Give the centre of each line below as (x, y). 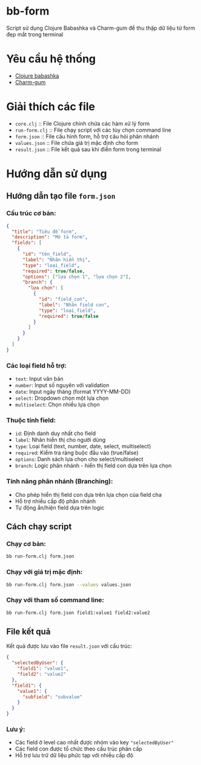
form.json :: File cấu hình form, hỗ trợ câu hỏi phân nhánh (87, 136)
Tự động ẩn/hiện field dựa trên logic (60, 507)
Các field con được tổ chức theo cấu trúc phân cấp (78, 749)
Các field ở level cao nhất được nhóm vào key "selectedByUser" (94, 743)
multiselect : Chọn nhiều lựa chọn (57, 405)
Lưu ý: (16, 729)
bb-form (28, 11)
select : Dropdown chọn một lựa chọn (62, 398)
